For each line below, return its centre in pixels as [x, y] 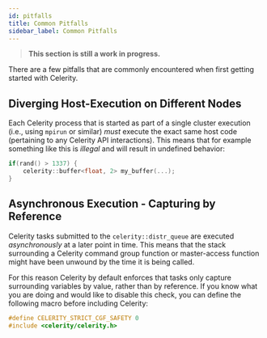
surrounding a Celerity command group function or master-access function [134, 253]
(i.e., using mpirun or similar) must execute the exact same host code [123, 132]
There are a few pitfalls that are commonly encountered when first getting [131, 70]
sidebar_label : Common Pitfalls [63, 31]
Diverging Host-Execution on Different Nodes [125, 103]
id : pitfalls [30, 16]
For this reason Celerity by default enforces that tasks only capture [120, 277]
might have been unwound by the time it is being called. [102, 262]
